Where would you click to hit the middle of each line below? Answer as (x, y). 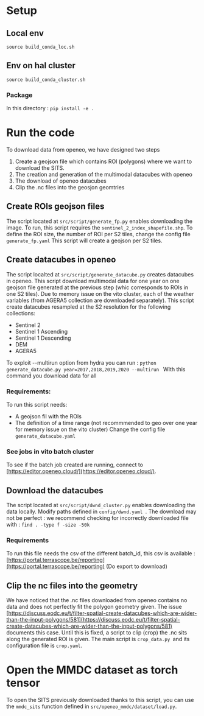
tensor (23, 683)
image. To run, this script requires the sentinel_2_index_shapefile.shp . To (100, 227)
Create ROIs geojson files (55, 207)
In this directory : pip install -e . (50, 108)
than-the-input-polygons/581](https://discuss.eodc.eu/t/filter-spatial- (93, 620)
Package (19, 95)
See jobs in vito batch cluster (50, 451)
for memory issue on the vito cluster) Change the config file (90, 429)
